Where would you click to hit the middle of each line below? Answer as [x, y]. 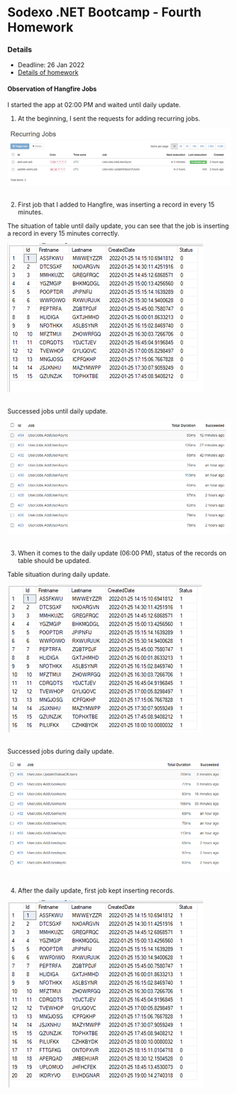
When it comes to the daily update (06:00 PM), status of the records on [122, 553]
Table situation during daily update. [59, 575]
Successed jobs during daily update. [61, 751]
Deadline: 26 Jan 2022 [51, 65]
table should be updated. [54, 560]
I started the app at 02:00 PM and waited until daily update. [94, 104]
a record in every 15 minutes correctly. [63, 233]
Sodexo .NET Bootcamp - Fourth [105, 12]
